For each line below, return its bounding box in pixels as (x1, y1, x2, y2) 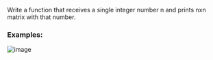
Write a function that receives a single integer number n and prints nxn (7, 6, 207, 14)
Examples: (7, 30, 43, 40)
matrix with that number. (7, 13, 76, 21)
